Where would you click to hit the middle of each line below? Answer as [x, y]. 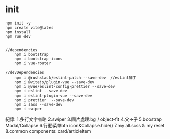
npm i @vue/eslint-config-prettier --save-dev [65, 86]
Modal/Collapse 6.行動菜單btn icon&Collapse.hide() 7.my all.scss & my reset [85, 125]
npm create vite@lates [29, 27]
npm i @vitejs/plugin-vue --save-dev [55, 82]
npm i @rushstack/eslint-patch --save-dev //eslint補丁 [76, 78]
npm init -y [18, 23]
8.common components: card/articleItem [48, 131]
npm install [18, 32]
